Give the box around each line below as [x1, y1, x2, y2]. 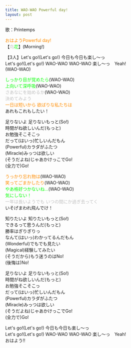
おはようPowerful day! [5, 37, 51, 43]
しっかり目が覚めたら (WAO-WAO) [5, 76, 75, 82]
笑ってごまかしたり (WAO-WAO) [5, 180, 70, 186]
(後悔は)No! [5, 259, 29, 266]
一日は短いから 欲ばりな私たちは [5, 102, 72, 108]
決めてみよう [5, 95, 31, 101]
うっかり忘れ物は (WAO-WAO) [5, 173, 66, 179]
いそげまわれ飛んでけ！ [5, 205, 53, 211]
